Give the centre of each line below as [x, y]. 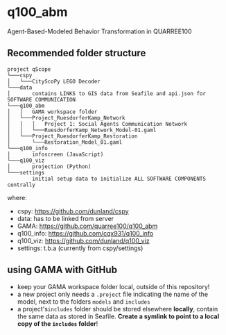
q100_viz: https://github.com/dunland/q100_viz [84, 240]
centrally [21, 185]
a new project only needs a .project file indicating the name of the [113, 294]
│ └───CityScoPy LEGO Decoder [54, 81]
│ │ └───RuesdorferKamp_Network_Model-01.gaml [82, 130]
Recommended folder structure [77, 53]
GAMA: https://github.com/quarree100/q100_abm [87, 226]
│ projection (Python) [49, 166]
